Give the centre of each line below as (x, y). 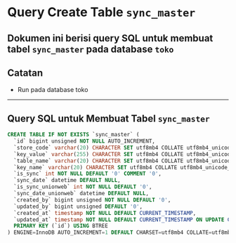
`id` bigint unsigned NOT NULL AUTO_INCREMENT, (85, 141)
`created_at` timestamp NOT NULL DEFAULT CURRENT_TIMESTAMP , (105, 213)
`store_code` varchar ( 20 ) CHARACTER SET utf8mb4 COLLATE (99, 147)
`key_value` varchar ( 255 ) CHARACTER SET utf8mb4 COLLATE (99, 154)
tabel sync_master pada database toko (91, 49)
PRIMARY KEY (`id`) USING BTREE (61, 226)
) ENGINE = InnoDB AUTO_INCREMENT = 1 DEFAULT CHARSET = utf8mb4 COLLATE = (110, 232)
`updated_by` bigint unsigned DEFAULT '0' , (78, 206)
